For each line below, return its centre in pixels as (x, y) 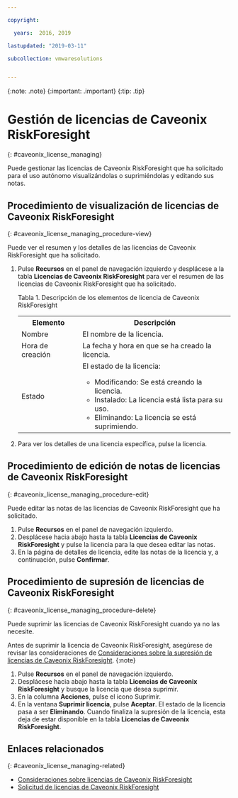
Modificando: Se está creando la (148, 382)
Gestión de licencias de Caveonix (107, 120)
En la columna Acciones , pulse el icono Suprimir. (89, 697)
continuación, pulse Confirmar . (63, 559)
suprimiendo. (116, 426)
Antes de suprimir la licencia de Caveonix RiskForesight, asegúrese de (110, 645)
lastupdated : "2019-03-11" (47, 46)
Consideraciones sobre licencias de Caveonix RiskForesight (105, 780)
